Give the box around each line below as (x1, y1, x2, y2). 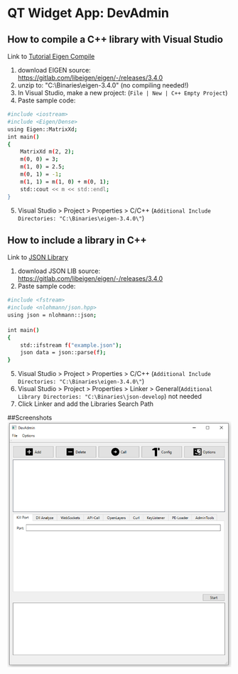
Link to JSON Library (7, 253, 69, 262)
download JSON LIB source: (17, 267, 101, 275)
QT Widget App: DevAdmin (7, 5, 169, 21)
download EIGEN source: (17, 66, 91, 74)
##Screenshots (7, 414, 53, 422)
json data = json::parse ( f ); (20, 349, 107, 356)
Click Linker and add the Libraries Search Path (17, 400, 154, 408)
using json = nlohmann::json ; (7, 311, 97, 319)
